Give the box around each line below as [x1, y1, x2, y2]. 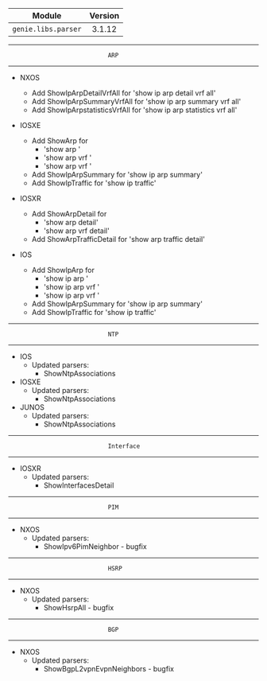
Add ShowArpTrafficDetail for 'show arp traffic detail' [31, 235, 205, 243]
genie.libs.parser [12, 25, 82, 33]
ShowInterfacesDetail [43, 481, 114, 490]
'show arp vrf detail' [43, 226, 110, 235]
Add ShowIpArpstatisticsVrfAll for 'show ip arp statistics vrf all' [31, 105, 238, 115]
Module [32, 10, 62, 21]
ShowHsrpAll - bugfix [43, 603, 114, 612]
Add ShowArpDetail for [31, 209, 107, 218]
